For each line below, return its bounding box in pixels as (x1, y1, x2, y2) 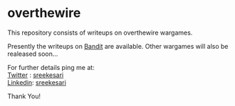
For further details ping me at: (7, 63, 95, 71)
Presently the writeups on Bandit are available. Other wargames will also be (7, 42, 229, 50)
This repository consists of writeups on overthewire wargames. (7, 28, 193, 37)
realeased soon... (7, 49, 58, 58)
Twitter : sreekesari (7, 71, 64, 79)
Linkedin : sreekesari (7, 78, 66, 86)
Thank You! (7, 92, 41, 100)
